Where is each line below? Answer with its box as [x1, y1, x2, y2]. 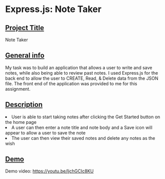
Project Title [5, 24, 44, 32]
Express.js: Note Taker [5, 4, 102, 15]
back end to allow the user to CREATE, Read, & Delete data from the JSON [5, 75, 159, 81]
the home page [5, 119, 37, 125]
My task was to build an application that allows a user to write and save [5, 64, 152, 71]
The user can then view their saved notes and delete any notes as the [12, 135, 155, 141]
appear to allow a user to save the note [5, 129, 86, 136]
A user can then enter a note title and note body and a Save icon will [12, 124, 153, 130]
